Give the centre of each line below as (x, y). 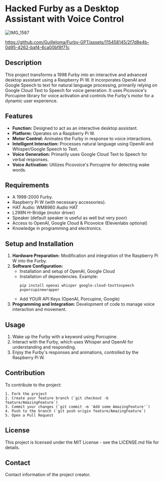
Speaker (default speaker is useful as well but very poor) (69, 218)
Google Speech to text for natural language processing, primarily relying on (81, 85)
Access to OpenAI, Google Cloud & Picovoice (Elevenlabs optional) (80, 223)
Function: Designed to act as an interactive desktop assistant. (75, 128)
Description (23, 63)
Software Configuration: (38, 266)
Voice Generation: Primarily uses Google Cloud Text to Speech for (80, 154)
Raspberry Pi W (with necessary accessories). (59, 202)
